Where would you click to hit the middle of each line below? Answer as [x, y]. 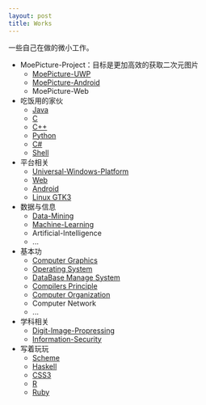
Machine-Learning [63, 224]
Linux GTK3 [52, 197]
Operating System [62, 268]
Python [44, 135]
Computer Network [64, 303]
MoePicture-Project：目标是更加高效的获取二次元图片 [109, 65]
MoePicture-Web [60, 91]
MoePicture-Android [66, 82]
